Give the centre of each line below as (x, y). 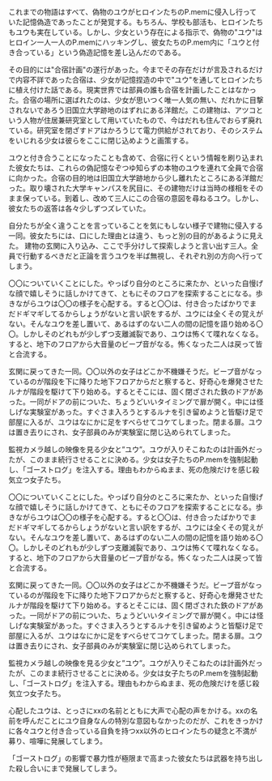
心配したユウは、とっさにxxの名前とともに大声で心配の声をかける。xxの (130, 711)
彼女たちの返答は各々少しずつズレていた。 (79, 208)
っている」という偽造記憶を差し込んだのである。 (104, 52)
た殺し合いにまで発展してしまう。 (65, 768)
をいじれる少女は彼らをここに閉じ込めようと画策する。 (100, 141)
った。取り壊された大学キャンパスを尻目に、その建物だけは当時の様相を (129, 188)
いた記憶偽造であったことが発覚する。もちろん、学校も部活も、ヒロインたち (136, 22)
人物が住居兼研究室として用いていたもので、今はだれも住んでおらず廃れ (142, 120)
